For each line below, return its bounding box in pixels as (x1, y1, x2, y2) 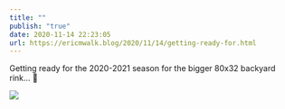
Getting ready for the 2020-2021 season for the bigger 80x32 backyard (9, 63, 276, 74)
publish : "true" (9, 22, 71, 31)
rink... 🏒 (9, 73, 38, 84)
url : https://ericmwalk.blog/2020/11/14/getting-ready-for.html (9, 38, 257, 48)
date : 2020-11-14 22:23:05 (9, 30, 111, 39)
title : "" (9, 13, 47, 23)
